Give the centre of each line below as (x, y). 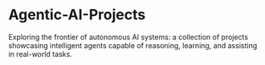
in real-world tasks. (40, 54)
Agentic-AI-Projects (77, 15)
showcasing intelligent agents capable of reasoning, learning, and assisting (133, 45)
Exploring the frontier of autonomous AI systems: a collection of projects (128, 37)
